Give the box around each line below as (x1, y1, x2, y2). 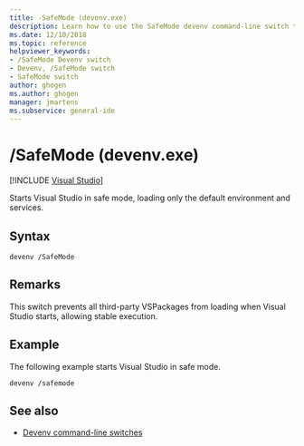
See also (9, 403, 59, 419)
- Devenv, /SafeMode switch (9, 64, 116, 73)
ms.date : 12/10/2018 (9, 30, 88, 39)
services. (9, 202, 43, 213)
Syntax (9, 228, 51, 244)
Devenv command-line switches (22, 427, 143, 438)
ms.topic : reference (9, 38, 88, 48)
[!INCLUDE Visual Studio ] (9, 175, 104, 186)
